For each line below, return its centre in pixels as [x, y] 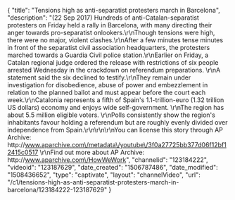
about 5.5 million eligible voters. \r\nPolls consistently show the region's [112, 115]
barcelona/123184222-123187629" [57, 190]
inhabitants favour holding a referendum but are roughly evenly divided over [118, 122]
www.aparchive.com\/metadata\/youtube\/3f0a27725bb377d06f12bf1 [126, 145]
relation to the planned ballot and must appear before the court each [107, 92]
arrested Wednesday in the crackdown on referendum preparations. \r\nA [114, 70]
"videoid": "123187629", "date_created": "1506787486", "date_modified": [113, 167]
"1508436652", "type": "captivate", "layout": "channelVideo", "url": [104, 175]
